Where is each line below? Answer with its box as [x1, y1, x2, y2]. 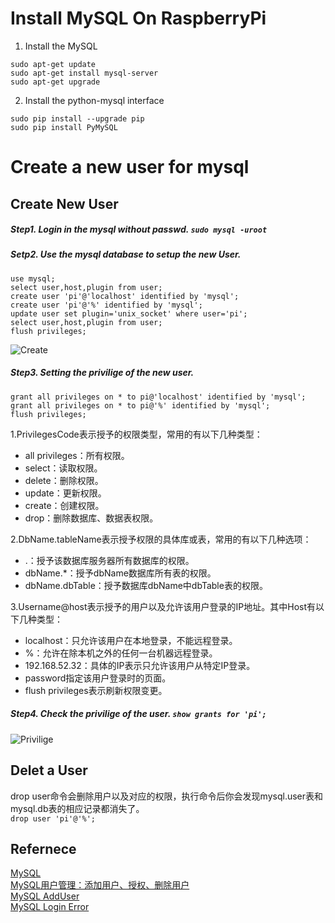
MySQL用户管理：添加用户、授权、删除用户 [10, 879, 190, 891]
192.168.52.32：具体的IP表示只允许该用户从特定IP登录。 [24, 659, 256, 671]
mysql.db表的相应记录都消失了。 [10, 802, 145, 814]
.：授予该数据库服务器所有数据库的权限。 [24, 554, 195, 566]
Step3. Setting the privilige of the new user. [10, 367, 195, 379]
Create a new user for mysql [10, 156, 250, 179]
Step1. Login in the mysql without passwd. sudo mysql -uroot [10, 223, 268, 236]
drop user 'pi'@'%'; [10, 813, 97, 824]
